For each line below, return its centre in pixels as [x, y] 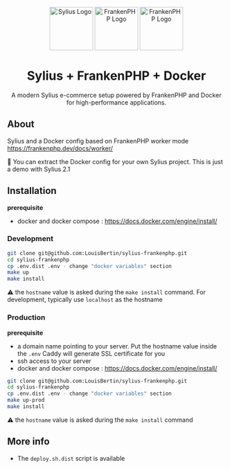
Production [26, 317]
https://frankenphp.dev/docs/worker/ [60, 148]
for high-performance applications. [116, 102]
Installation [32, 191]
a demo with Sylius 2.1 [39, 169]
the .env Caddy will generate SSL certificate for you [91, 353]
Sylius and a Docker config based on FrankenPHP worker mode [98, 141]
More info [28, 442]
